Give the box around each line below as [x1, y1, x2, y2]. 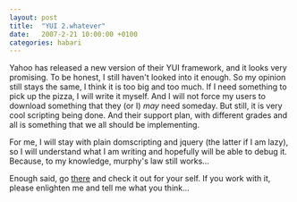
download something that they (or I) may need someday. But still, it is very [9, 100, 284, 112]
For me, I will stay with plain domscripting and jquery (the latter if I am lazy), [9, 137, 289, 147]
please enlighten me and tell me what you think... [9, 182, 190, 193]
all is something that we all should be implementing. [9, 120, 199, 130]
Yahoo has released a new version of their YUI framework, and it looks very [9, 63, 288, 73]
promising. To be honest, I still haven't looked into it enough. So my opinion [9, 72, 286, 83]
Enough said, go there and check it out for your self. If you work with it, [9, 173, 271, 184]
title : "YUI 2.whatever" [9, 21, 106, 30]
